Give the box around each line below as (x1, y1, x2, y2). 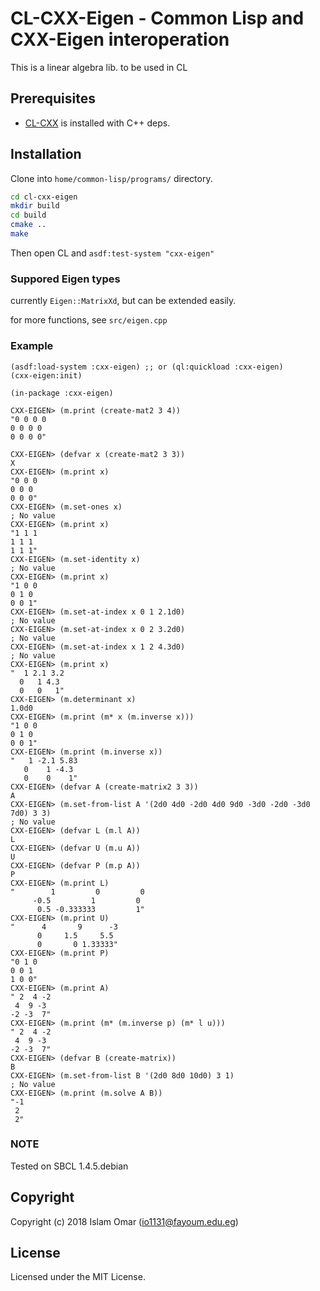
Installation (10, 146, 82, 163)
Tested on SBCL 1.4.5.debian (10, 1160, 129, 1172)
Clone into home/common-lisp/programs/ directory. (10, 172, 213, 184)
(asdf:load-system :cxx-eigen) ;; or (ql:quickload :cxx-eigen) (10, 362, 284, 372)
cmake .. (10, 220, 47, 230)
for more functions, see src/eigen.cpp (10, 314, 168, 326)
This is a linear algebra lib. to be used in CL (10, 61, 188, 73)
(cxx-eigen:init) (10, 370, 83, 381)
